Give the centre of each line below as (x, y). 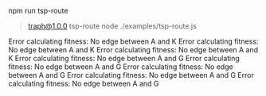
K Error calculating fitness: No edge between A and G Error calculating (124, 58)
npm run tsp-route (38, 11)
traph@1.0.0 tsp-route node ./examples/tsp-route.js (112, 26)
